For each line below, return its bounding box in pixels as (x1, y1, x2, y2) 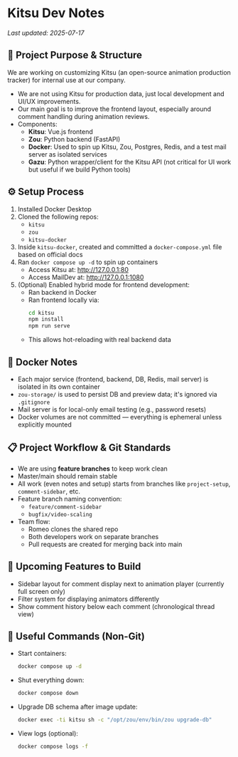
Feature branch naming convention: (17, 494, 122, 503)
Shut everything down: (17, 676, 85, 684)
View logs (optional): (17, 729, 78, 738)
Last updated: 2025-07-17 (7, 28, 85, 37)
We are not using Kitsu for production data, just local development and (17, 89, 225, 98)
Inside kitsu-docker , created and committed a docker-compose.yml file (17, 242, 222, 251)
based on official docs (17, 250, 83, 259)
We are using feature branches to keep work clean (17, 464, 168, 473)
